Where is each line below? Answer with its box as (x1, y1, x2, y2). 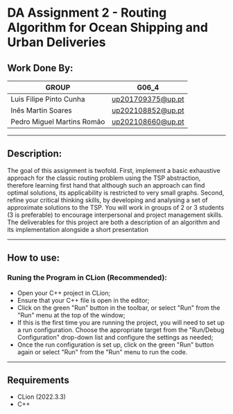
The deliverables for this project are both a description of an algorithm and (7, 217, 221, 226)
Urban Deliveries (7, 35, 106, 50)
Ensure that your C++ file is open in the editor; (17, 296, 150, 304)
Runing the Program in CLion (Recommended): (7, 273, 168, 283)
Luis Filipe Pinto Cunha (10, 94, 85, 104)
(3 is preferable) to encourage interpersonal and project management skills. (7, 210, 223, 219)
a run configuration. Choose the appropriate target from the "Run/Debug (17, 325, 225, 334)
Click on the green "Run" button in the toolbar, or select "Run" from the (17, 304, 221, 312)
